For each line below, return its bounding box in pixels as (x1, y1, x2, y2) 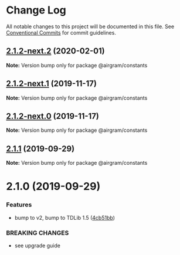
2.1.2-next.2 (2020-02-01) (6, 46, 105, 56)
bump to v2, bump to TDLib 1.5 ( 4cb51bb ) (14, 214, 116, 221)
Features (6, 200, 32, 209)
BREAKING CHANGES (6, 229, 69, 237)
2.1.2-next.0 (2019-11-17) (6, 111, 100, 121)
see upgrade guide (14, 242, 60, 249)
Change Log (6, 4, 66, 17)
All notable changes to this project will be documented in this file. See (6, 23, 175, 30)
